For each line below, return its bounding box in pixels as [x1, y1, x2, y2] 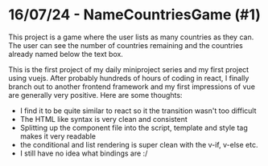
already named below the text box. [8, 49, 123, 59]
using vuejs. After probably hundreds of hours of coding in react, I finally [8, 73, 249, 83]
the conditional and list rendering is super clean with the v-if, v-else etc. [19, 140, 258, 149]
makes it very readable [19, 131, 97, 141]
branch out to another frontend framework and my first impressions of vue [8, 82, 256, 91]
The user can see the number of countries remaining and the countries [8, 40, 243, 50]
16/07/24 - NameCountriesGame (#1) [8, 6, 262, 24]
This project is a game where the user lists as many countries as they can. [8, 32, 254, 42]
